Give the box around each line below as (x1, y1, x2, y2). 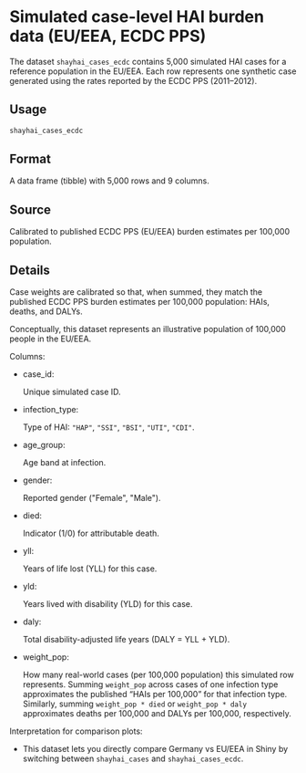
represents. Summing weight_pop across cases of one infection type (22, 679, 279, 690)
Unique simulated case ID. (22, 386, 121, 398)
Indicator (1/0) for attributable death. (22, 528, 159, 539)
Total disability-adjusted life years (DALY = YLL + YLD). (22, 634, 230, 645)
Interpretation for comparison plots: (9, 726, 143, 736)
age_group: (22, 440, 66, 451)
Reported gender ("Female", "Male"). (22, 493, 161, 504)
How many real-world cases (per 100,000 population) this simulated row (22, 669, 294, 681)
